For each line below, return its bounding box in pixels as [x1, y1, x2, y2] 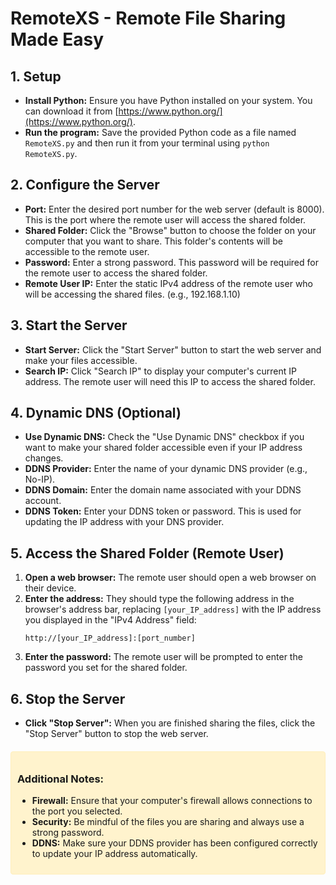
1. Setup [10, 68, 62, 85]
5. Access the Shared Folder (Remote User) [10, 545, 285, 562]
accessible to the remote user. [24, 245, 150, 257]
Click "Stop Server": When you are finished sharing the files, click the [24, 717, 316, 729]
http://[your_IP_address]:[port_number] [24, 633, 196, 644]
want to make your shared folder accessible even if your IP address [24, 442, 303, 454]
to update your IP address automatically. [31, 848, 198, 860]
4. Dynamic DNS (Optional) [10, 405, 182, 422]
